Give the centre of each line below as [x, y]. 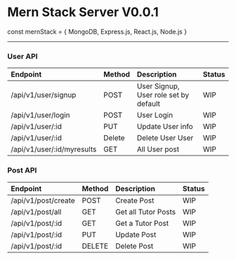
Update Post [136, 234]
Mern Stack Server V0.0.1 [83, 12]
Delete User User [165, 138]
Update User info [165, 127]
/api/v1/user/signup [44, 95]
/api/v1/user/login [40, 115]
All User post [158, 149]
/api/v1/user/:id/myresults [54, 149]
